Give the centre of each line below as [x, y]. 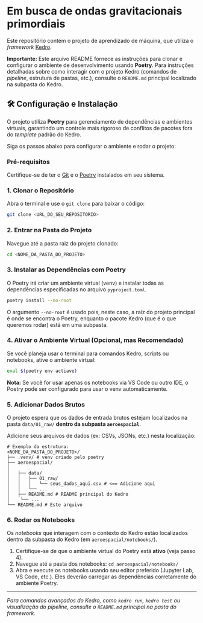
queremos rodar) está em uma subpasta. [57, 324]
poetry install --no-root [39, 300]
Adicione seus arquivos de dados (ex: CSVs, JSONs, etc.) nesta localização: [101, 436]
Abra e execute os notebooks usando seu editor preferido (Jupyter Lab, [105, 571]
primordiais [36, 24]
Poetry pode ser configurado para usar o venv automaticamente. [87, 389]
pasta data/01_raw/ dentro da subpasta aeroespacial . [74, 424]
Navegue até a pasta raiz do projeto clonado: [63, 243]
